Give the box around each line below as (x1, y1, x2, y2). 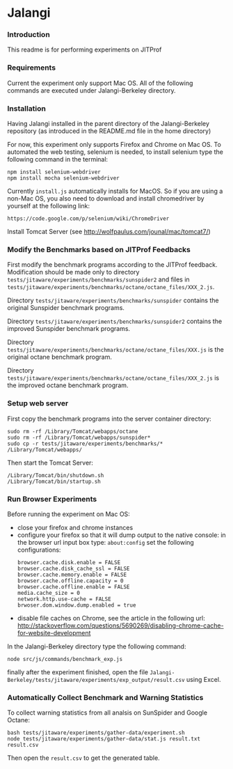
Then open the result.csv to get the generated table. (7, 754, 160, 762)
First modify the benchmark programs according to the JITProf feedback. (7, 261, 218, 269)
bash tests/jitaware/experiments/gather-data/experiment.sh (7, 729, 186, 736)
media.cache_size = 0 (17, 589, 80, 596)
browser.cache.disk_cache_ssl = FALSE (17, 565, 130, 572)
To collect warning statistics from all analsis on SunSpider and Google (7, 708, 207, 717)
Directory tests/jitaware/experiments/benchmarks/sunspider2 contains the (7, 317, 223, 325)
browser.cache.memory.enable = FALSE (17, 571, 127, 578)
